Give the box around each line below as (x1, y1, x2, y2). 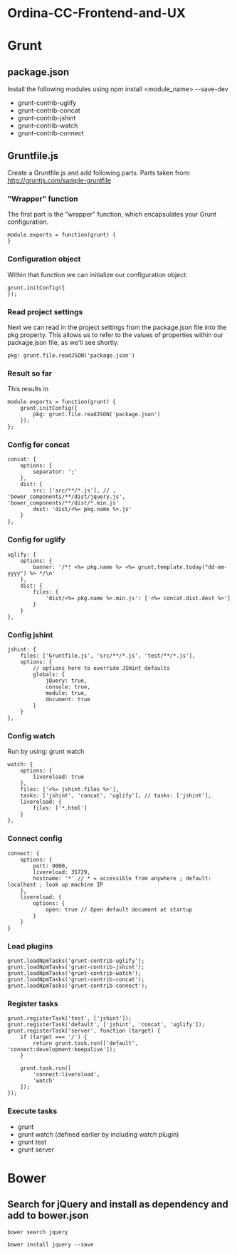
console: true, (45, 683, 91, 691)
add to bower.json (7, 1209, 89, 1222)
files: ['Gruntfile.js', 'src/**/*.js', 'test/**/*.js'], (20, 652, 196, 660)
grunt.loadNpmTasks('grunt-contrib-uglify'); (7, 957, 144, 964)
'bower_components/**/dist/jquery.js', (7, 493, 126, 500)
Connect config (7, 834, 63, 844)
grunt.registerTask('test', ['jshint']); (7, 1015, 132, 1022)
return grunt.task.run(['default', (33, 1040, 139, 1047)
